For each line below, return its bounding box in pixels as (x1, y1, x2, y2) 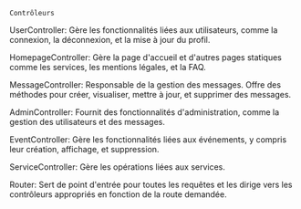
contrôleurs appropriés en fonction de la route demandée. (9, 189, 227, 200)
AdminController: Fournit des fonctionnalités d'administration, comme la (9, 107, 280, 118)
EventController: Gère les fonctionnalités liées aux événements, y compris (9, 134, 287, 145)
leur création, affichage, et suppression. (9, 144, 160, 154)
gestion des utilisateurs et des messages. (9, 117, 166, 127)
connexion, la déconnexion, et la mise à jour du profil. (9, 35, 211, 45)
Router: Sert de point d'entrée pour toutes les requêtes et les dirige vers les (9, 179, 294, 190)
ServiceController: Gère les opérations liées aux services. (9, 162, 226, 172)
